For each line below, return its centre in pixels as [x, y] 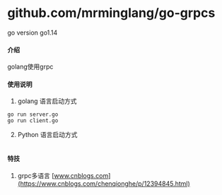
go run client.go [33, 121]
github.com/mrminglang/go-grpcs [111, 13]
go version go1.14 [33, 32]
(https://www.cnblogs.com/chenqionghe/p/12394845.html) [104, 183]
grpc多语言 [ [36, 175]
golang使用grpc [30, 67]
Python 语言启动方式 [47, 135]
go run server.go [33, 114]
